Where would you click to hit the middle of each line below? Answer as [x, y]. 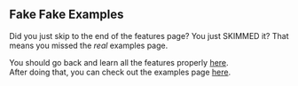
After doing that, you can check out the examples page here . [120, 72]
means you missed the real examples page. [89, 45]
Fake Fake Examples [67, 15]
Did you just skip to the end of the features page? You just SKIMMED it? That [149, 35]
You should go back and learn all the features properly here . [119, 62]
